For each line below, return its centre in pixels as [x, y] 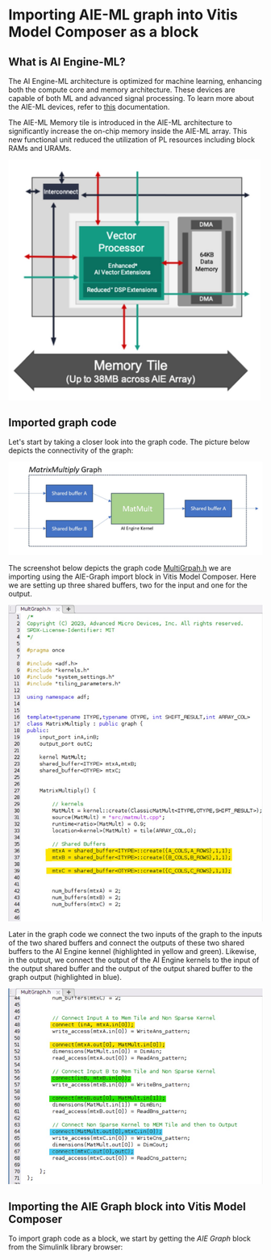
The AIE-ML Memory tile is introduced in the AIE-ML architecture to [120, 122]
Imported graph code [63, 423]
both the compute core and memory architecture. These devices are [122, 90]
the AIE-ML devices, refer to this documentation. [89, 107]
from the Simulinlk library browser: [66, 1247]
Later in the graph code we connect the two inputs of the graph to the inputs [135, 934]
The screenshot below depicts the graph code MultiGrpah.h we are [120, 567]
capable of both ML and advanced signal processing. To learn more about [131, 98]
